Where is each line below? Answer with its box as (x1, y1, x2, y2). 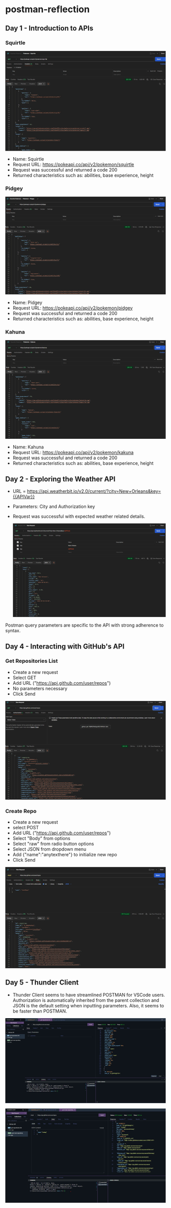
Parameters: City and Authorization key (12, 503, 95, 510)
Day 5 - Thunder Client (5, 978, 79, 987)
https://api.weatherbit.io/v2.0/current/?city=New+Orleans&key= (27, 488, 161, 494)
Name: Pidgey (12, 299, 42, 305)
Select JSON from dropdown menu (12, 846, 87, 852)
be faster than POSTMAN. (12, 1008, 67, 1014)
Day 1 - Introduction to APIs (5, 24, 94, 33)
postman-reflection (5, 4, 90, 15)
